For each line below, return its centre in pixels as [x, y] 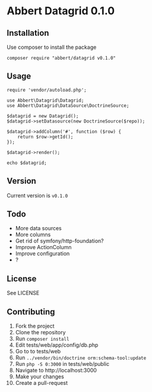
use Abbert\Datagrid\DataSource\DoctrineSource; [68, 105]
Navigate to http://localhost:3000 [56, 371]
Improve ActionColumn [43, 247]
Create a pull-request [41, 383]
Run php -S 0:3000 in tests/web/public [62, 364]
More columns [33, 235]
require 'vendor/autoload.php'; [47, 90]
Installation [28, 33]
